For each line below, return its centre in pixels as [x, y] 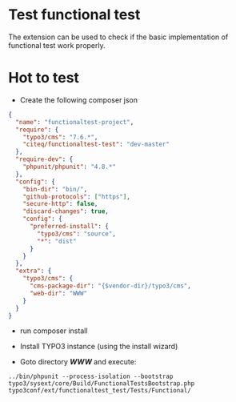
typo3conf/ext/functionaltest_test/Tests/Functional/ [100, 391]
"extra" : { [34, 271]
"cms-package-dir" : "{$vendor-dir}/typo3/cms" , [110, 286]
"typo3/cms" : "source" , [76, 234]
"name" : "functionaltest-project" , [75, 122]
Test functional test [74, 15]
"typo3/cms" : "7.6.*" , [60, 137]
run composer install [54, 331]
